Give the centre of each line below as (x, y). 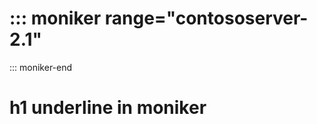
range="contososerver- (206, 18)
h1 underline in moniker (108, 108)
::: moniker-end (41, 67)
